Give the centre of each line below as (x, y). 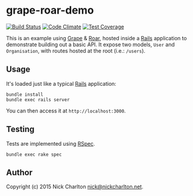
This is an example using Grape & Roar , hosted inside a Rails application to (97, 38)
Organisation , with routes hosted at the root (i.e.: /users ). (76, 50)
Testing (20, 129)
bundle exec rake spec (34, 155)
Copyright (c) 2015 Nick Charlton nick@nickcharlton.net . (75, 187)
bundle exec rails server (38, 99)
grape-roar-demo (50, 10)
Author (19, 172)
